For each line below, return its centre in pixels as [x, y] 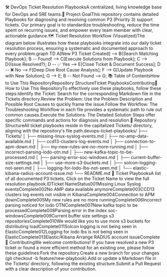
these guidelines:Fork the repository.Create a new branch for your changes [82, 253]
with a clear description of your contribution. [51, 269]
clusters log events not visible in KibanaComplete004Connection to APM [80, 194]
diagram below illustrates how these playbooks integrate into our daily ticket [83, 43]
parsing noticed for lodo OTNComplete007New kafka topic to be [72, 205]
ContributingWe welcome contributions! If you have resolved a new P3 [82, 242]
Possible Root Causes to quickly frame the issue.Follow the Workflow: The [82, 104]
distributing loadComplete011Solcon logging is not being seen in [71, 226]
